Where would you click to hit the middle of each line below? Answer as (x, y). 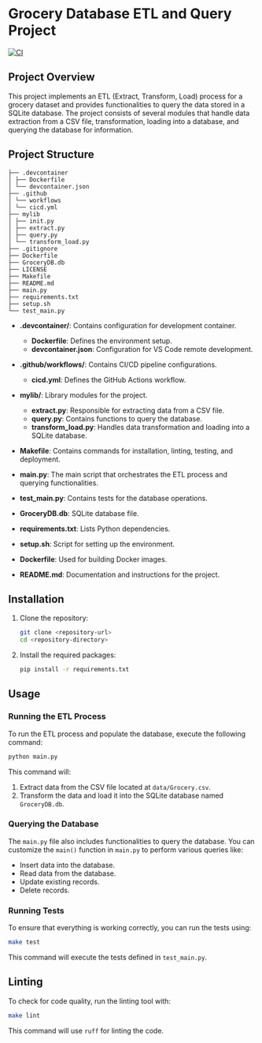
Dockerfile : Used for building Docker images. (93, 559)
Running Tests (36, 910)
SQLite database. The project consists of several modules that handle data (129, 113)
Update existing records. (59, 881)
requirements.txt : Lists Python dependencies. (95, 529)
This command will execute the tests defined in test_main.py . (107, 957)
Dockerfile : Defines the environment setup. (102, 341)
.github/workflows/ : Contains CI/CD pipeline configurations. (118, 364)
